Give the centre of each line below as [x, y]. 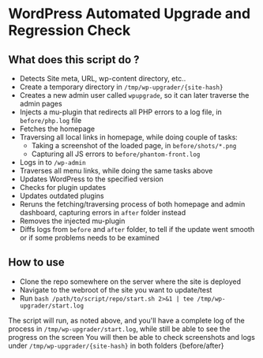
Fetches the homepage [57, 129]
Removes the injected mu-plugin [72, 221]
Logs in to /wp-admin [53, 162]
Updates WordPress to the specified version [92, 179]
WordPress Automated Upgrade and [130, 14]
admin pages [41, 104]
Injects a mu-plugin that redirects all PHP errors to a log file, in [121, 112]
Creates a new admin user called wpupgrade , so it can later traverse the [134, 95]
